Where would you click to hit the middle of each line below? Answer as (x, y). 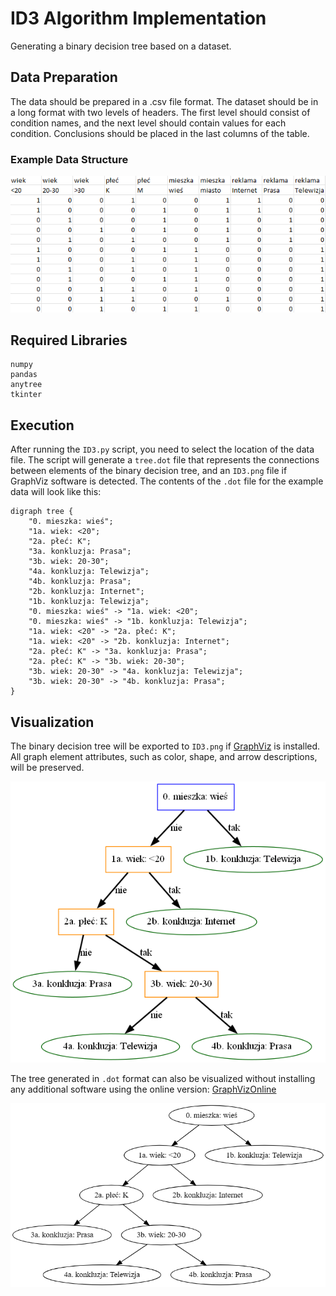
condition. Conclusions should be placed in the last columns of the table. (160, 133)
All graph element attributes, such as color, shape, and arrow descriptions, (164, 756)
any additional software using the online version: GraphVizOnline (143, 1089)
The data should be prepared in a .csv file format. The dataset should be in (164, 101)
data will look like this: (56, 492)
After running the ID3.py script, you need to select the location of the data (162, 449)
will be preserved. (47, 767)
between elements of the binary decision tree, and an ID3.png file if (149, 471)
